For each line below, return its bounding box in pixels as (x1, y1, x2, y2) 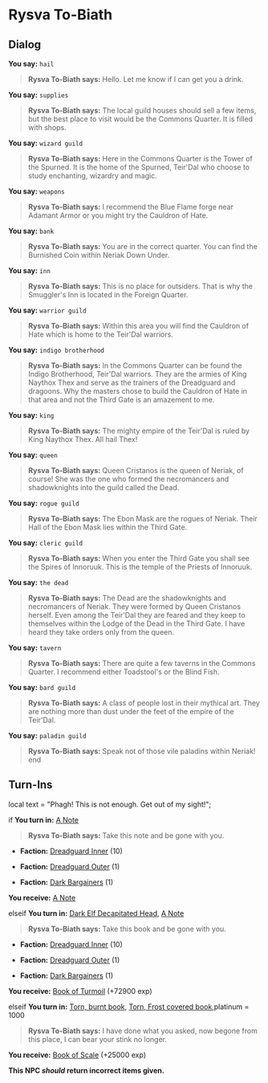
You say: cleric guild (8, 538, 83, 547)
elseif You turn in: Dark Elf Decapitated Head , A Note (8, 908, 185, 917)
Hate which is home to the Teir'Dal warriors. (27, 329, 174, 339)
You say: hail (8, 59, 55, 68)
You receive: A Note (8, 893, 76, 902)
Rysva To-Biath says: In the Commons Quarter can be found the (27, 361, 242, 370)
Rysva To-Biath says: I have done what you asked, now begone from (27, 1026, 258, 1036)
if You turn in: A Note (8, 815, 79, 824)
